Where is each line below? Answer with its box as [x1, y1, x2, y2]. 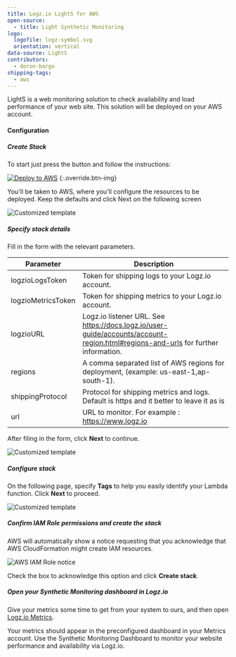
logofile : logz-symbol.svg [13, 37, 93, 44]
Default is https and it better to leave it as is [81, 396, 225, 406]
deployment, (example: [81, 367, 158, 377]
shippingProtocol [11, 392, 67, 401]
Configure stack [7, 464, 56, 473]
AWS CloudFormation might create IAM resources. [7, 544, 153, 553]
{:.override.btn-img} [59, 173, 117, 182]
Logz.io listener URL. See [81, 311, 165, 321]
